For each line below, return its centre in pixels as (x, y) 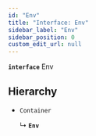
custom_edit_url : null (45, 45)
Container (36, 110)
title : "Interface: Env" (48, 23)
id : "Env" (24, 15)
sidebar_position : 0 (42, 37)
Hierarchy (33, 91)
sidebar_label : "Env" (43, 30)
